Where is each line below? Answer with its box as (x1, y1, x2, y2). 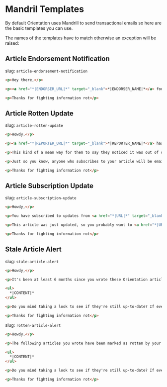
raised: (5, 40, 19, 46)
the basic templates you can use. (5, 25, 73, 31)
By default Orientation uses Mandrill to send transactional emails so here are (5, 20, 162, 26)
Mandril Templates (5, 3, 84, 15)
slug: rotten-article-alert (5, 322, 61, 328)
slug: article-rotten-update (5, 122, 63, 128)
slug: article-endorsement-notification (5, 68, 88, 74)
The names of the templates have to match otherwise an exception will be (5, 35, 157, 41)
